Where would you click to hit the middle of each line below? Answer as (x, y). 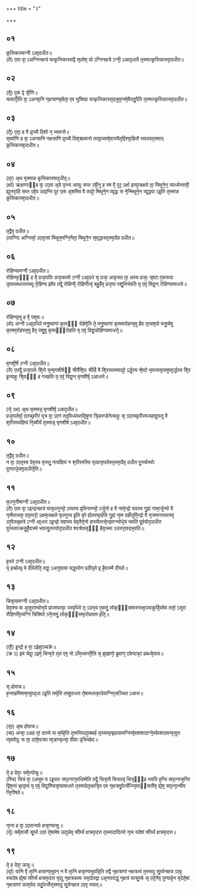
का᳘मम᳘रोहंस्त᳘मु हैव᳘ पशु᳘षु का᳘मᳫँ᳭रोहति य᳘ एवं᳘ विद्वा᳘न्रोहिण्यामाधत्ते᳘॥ (64, 330)
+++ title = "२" (23, 9)
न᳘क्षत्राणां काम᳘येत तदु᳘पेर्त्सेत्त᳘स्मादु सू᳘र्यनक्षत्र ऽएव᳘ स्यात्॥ (54, 885)
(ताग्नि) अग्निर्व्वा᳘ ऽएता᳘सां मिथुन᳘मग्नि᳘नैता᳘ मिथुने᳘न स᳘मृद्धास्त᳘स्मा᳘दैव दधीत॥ (70, 238)
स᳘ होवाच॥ (16, 687)
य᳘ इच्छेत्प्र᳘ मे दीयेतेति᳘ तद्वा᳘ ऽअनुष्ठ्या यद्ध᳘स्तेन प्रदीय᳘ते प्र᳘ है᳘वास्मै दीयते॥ (67, 568)
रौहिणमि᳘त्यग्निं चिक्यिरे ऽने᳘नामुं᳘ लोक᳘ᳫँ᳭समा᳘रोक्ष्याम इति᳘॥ (58, 614)
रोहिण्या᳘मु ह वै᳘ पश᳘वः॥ (25, 317)
